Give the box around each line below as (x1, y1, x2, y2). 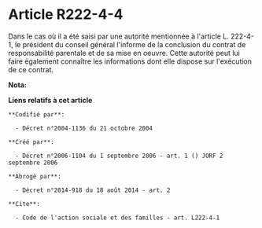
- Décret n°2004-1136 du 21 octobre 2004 (15, 124, 153, 132)
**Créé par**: (8, 138, 55, 146)
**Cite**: (8, 200, 41, 208)
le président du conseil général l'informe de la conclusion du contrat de (14, 39, 246, 49)
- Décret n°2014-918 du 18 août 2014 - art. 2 (15, 186, 171, 194)
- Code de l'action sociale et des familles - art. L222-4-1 (15, 214, 220, 222)
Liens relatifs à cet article (8, 95, 93, 105)
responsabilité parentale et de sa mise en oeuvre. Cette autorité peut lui (8, 48, 240, 57)
